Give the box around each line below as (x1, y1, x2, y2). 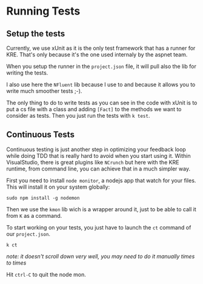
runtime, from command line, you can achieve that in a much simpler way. (6, 165, 191, 172)
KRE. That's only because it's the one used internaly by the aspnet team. (6, 51, 188, 58)
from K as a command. (6, 212, 62, 219)
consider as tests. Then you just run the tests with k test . (6, 112, 150, 119)
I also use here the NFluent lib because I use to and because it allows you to (6, 81, 196, 88)
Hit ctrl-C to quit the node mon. (6, 271, 86, 278)
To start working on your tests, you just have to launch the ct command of (6, 223, 191, 231)
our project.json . (6, 230, 50, 237)
